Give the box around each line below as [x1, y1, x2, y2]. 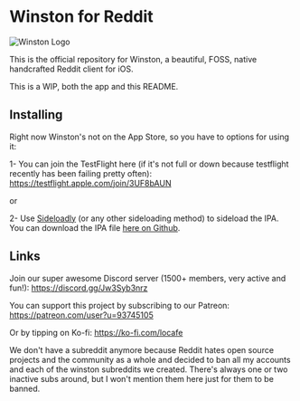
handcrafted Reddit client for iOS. [9, 63, 134, 74]
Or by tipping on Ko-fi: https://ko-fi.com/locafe [9, 327, 183, 338]
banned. [9, 383, 41, 394]
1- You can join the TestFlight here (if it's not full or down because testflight [9, 158, 289, 169]
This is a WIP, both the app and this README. [9, 81, 179, 91]
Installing [9, 107, 63, 123]
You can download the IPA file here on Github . [9, 222, 181, 233]
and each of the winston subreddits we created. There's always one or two [9, 364, 288, 375]
